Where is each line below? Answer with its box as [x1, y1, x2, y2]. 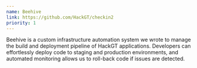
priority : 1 [6, 20, 36, 26]
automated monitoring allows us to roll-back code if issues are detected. [6, 55, 185, 63]
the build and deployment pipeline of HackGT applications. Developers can [6, 42, 191, 50]
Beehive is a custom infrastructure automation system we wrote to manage [6, 36, 192, 44]
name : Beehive [6, 8, 42, 15]
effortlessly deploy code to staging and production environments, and [6, 49, 178, 56]
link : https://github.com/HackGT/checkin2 [6, 14, 114, 20]
